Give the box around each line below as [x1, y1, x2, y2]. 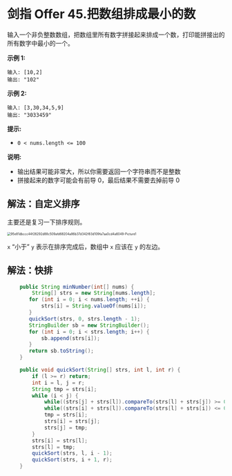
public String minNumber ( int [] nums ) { [19, 283, 135, 290]
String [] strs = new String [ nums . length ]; [32, 289, 156, 297]
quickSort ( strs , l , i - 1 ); [32, 450, 113, 457]
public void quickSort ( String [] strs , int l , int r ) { [19, 367, 181, 374]
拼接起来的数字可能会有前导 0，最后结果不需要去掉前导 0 [17, 175, 180, 184]
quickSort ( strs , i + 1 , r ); [32, 457, 113, 464]
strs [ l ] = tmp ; [32, 444, 76, 450]
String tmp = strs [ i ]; [32, 385, 97, 392]
